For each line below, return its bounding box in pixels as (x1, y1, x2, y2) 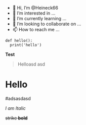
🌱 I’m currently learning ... (12, 16, 67, 21)
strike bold (5, 115, 28, 121)
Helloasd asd (17, 61, 46, 67)
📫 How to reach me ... (12, 27, 60, 32)
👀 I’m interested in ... (12, 10, 56, 16)
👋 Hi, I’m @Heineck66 (12, 5, 58, 11)
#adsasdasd (5, 95, 31, 101)
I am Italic (5, 105, 26, 111)
